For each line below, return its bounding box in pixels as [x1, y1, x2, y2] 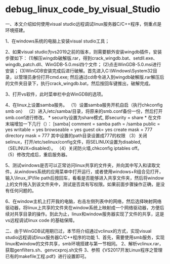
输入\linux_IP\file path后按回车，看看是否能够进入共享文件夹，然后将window [5, 174, 164, 181]
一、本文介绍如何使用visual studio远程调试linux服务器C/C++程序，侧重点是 [5, 21, 162, 27]
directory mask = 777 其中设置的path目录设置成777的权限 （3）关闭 [5, 133, 148, 139]
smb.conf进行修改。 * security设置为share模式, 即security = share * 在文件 [5, 114, 162, 120]
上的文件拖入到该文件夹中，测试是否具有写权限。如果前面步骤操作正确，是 [5, 181, 160, 187]
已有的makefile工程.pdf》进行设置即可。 [5, 253, 90, 259]
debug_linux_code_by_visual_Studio [5, 4, 160, 15]
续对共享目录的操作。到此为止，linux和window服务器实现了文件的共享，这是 [5, 211, 164, 217]
